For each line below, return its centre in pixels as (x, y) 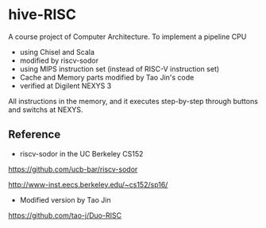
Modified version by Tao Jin (65, 199)
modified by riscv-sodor (59, 60)
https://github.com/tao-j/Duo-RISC (65, 215)
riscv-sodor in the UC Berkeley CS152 (81, 153)
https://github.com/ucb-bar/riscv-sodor (73, 169)
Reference (35, 135)
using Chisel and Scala (57, 52)
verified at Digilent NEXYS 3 (66, 86)
